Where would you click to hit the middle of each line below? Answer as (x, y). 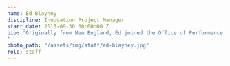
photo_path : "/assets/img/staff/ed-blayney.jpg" (78, 45)
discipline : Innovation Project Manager (66, 20)
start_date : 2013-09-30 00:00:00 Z (58, 26)
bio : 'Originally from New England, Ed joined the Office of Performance (115, 33)
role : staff (24, 52)
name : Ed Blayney (32, 13)
